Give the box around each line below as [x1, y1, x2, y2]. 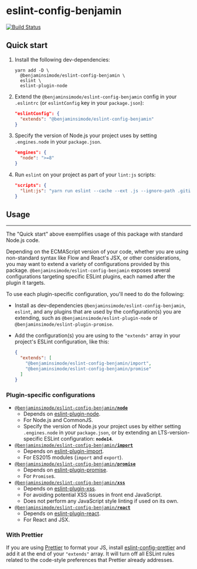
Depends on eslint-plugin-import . [23, 447, 104, 455]
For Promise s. [23, 472, 56, 479]
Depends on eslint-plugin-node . [23, 410, 101, 417]
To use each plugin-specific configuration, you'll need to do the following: [6, 291, 185, 298]
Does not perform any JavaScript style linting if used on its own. [23, 497, 179, 505]
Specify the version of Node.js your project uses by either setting [23, 423, 181, 430]
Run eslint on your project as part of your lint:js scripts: [14, 171, 156, 178]
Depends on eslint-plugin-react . [23, 510, 101, 517]
